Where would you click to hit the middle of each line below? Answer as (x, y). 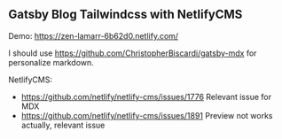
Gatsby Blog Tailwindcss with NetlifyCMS (125, 15)
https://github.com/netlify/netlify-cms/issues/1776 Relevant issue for (146, 97)
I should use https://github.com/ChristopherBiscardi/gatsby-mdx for (133, 53)
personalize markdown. (51, 62)
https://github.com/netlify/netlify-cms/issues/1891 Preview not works (147, 115)
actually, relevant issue (63, 125)
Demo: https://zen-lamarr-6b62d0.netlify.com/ (94, 35)
